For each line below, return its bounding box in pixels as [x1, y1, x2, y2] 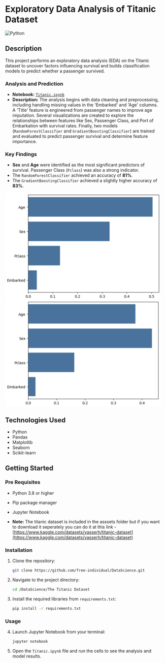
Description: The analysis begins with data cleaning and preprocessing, [12, 97, 159, 103]
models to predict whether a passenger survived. [5, 68, 105, 74]
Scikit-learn [12, 450, 36, 456]
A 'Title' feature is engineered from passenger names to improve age [12, 107, 153, 113]
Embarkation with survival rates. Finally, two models [12, 123, 118, 129]
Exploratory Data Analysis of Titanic [5, 3, 156, 15]
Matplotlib [12, 440, 33, 445]
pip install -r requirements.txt [12, 606, 81, 611]
